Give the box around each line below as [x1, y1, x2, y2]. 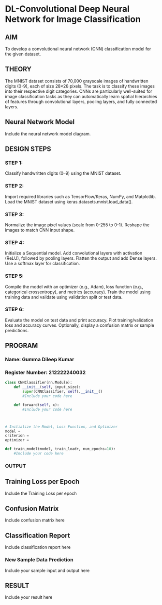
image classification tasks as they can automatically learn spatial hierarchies [5, 93, 157, 99]
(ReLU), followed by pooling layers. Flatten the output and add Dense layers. [5, 255, 157, 261]
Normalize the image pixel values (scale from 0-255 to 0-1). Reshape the [5, 222, 150, 228]
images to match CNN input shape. [5, 227, 75, 233]
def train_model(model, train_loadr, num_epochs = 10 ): [5, 447, 116, 452]
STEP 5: [5, 273, 24, 280]
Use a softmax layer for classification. [5, 261, 80, 267]
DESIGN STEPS [5, 145, 52, 153]
